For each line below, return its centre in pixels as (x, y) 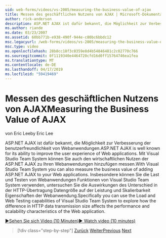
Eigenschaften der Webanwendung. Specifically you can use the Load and (80, 195)
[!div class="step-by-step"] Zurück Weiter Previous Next (74, 230)
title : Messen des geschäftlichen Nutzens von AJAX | (62, 14)
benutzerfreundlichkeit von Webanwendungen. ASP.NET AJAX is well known (83, 148)
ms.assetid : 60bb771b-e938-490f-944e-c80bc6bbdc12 (58, 38)
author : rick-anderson (28, 19)
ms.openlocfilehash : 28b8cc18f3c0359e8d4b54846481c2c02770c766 (72, 51)
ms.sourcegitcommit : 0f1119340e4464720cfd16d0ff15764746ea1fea (72, 56)
